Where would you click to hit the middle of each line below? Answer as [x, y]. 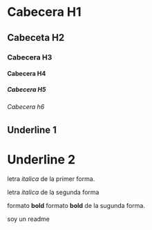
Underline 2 [41, 159]
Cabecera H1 [44, 12]
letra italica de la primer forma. [51, 179]
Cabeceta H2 [36, 38]
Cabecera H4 [27, 74]
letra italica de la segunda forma [53, 192]
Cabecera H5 [27, 89]
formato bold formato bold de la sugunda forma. [76, 205]
